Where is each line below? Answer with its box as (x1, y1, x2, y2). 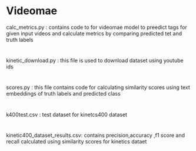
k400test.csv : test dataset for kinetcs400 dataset (6, 111, 128, 118)
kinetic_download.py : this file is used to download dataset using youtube (6, 57, 184, 64)
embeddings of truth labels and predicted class (6, 90, 121, 97)
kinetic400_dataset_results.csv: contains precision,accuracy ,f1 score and (6, 132, 185, 139)
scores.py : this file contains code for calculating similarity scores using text (6, 84, 190, 91)
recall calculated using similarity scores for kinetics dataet (6, 137, 147, 145)
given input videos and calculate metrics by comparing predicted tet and (6, 29, 182, 37)
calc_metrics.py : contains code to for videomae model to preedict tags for (6, 24, 187, 31)
